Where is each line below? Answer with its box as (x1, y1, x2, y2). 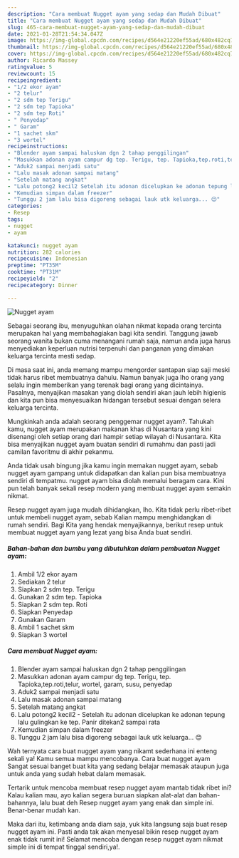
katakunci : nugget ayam (7, 242, 78, 249)
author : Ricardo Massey (7, 57, 78, 64)
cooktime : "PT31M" (7, 269, 62, 276)
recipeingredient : (7, 76, 62, 84)
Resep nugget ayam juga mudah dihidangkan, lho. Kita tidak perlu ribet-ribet (7, 505, 231, 514)
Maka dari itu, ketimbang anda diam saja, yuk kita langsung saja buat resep (7, 820, 228, 828)
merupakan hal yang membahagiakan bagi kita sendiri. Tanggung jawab (7, 329, 218, 337)
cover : (7, 51, 27, 58)
